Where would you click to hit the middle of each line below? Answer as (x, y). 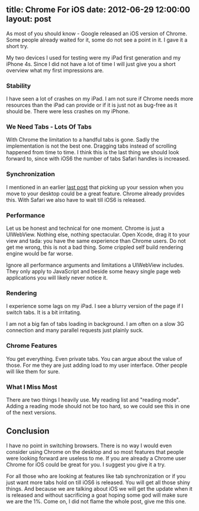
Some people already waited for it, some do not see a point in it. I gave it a (97, 40)
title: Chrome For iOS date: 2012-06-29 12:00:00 (98, 10)
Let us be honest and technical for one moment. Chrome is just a (85, 228)
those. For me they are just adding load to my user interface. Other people (97, 365)
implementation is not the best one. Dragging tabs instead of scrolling (91, 146)
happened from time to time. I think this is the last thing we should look (93, 152)
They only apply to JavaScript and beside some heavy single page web (94, 271)
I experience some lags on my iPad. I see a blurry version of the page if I (95, 306)
